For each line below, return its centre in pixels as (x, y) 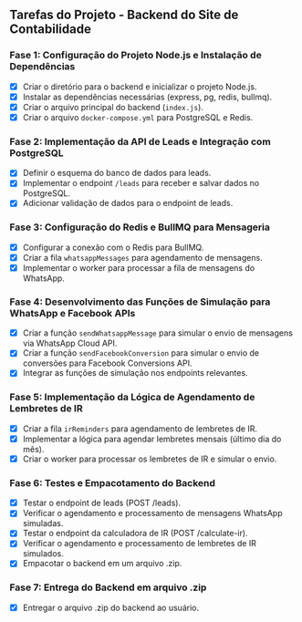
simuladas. (43, 524)
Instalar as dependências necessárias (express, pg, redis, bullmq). (147, 97)
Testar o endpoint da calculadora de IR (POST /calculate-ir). (135, 534)
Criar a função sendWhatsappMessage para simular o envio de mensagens (158, 333)
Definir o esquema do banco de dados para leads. (117, 173)
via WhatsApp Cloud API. (70, 343)
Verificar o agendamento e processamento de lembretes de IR (140, 544)
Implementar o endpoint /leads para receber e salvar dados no (141, 183)
